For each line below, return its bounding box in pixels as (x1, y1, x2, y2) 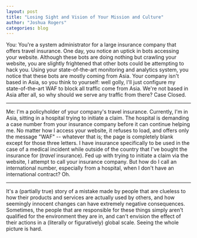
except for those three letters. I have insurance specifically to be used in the (6, 140, 190, 147)
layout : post (6, 8, 38, 15)
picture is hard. (6, 225, 43, 233)
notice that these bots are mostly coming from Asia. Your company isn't (6, 72, 179, 80)
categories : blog (6, 25, 49, 31)
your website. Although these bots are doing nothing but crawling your (6, 54, 177, 61)
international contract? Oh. (6, 171, 70, 178)
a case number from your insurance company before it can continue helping (6, 121, 191, 128)
